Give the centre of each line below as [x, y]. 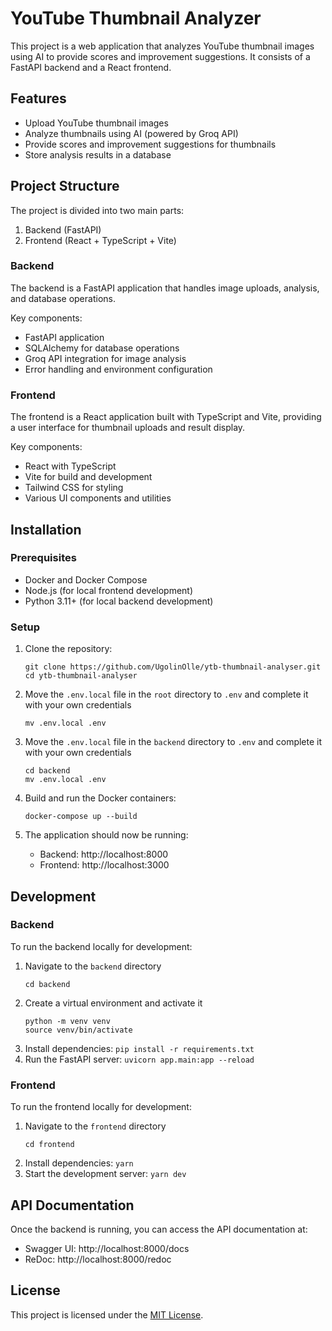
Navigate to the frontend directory [95, 1126]
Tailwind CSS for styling [74, 488]
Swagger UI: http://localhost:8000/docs [107, 1248]
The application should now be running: [106, 835]
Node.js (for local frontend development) [109, 590]
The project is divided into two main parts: [97, 210]
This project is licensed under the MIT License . [107, 1314]
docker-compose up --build [81, 817]
